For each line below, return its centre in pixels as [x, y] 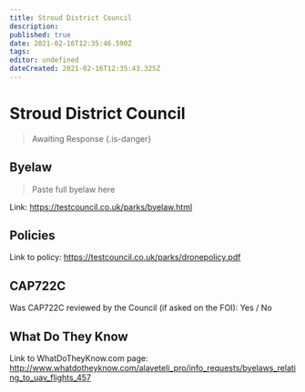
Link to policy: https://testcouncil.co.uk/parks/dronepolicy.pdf [125, 257]
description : [34, 26]
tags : [20, 52]
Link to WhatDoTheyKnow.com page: [79, 358]
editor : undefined [44, 60]
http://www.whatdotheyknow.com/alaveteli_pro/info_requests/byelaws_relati [153, 368]
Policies [33, 236]
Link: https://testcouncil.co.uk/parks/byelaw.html [101, 206]
